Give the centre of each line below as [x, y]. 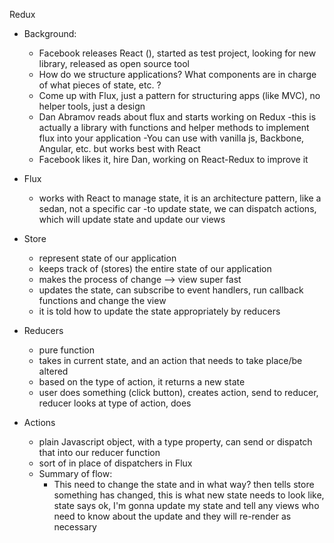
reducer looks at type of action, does [115, 403]
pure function [66, 350]
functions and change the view [102, 300]
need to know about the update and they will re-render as [172, 516]
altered [53, 371]
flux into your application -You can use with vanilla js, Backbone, [171, 138]
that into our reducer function [99, 452]
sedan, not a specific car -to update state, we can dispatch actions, [177, 208]
